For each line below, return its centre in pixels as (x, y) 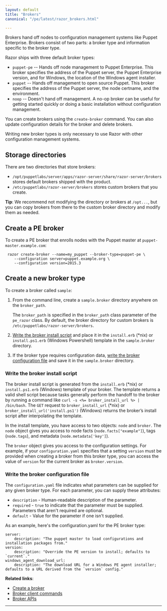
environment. (26, 94)
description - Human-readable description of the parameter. (75, 500)
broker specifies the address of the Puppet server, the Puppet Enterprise (87, 73)
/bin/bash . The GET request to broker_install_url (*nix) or (65, 405)
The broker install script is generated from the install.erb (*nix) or (74, 384)
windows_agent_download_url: (35, 561)
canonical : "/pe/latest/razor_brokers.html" (52, 19)
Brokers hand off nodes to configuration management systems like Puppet (81, 37)
